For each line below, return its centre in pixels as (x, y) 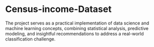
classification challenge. (30, 39)
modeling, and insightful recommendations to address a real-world (74, 33)
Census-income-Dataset (59, 9)
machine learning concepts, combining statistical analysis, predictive (77, 28)
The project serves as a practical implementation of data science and (77, 23)
